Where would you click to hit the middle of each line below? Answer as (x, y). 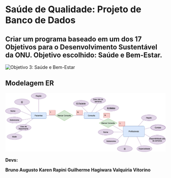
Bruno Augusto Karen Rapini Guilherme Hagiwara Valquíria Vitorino (78, 170)
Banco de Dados (40, 20)
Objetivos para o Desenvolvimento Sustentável (81, 47)
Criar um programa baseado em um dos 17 (74, 39)
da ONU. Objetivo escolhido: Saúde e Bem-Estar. (84, 55)
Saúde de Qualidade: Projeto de (73, 9)
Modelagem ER (30, 83)
